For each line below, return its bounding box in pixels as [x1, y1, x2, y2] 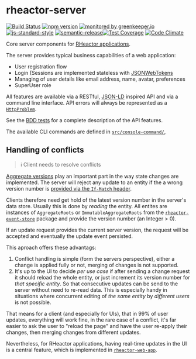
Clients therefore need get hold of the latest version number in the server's [6, 196, 187, 203]
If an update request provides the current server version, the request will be [6, 226, 189, 233]
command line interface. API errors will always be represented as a [6, 99, 168, 106]
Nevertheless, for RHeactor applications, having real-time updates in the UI [6, 340, 187, 347]
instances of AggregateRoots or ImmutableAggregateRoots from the [6, 209, 164, 216]
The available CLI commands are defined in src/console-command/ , [6, 128, 166, 135]
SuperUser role [14, 81, 51, 88]
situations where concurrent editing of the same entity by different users [14, 292, 190, 299]
